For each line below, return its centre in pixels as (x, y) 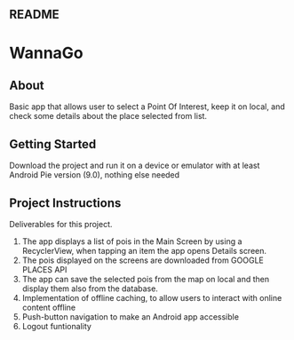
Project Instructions (65, 203)
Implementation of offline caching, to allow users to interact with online (152, 298)
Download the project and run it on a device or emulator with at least (135, 166)
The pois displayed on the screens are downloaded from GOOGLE (143, 260)
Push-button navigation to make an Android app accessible (131, 317)
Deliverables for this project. (61, 225)
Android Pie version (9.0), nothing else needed (95, 175)
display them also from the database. (90, 289)
